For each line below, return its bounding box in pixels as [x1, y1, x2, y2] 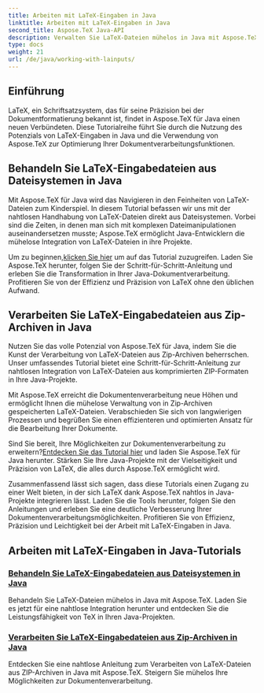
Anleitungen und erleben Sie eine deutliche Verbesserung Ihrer [8, 505, 212, 514]
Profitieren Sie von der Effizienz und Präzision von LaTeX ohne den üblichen [8, 277, 255, 287]
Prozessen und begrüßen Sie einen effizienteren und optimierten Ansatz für [8, 415, 253, 425]
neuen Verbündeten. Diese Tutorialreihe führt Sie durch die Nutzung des [8, 122, 243, 132]
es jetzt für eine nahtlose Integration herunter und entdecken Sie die [8, 604, 229, 613]
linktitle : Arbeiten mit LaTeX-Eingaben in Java [8, 19, 170, 27]
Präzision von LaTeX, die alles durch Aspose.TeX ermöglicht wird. [8, 464, 220, 473]
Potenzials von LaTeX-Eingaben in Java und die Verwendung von [8, 131, 218, 140]
